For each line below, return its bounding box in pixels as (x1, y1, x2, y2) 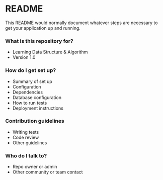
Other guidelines (12, 139, 47, 146)
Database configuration (12, 94, 62, 101)
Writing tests (12, 129, 39, 135)
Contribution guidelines (5, 118, 64, 125)
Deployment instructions (12, 105, 64, 111)
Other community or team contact (12, 169, 83, 175)
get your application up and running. (5, 25, 80, 31)
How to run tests (12, 100, 47, 106)
